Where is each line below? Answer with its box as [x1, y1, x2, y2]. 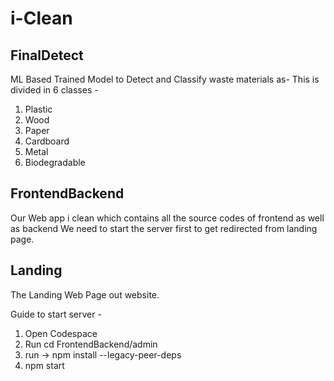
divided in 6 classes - [10, 84, 99, 96]
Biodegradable [24, 157, 86, 168]
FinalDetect [10, 47, 84, 64]
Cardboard [24, 135, 70, 147]
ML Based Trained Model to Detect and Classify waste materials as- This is [10, 73, 320, 85]
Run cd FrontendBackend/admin [24, 338, 158, 350]
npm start [24, 359, 65, 371]
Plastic [24, 103, 53, 115]
